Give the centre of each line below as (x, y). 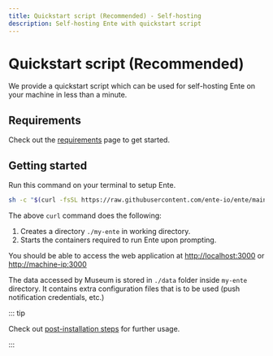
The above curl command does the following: (85, 215)
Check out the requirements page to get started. (89, 140)
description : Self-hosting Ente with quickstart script (105, 24)
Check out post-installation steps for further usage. (94, 328)
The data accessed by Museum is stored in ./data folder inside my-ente (128, 280)
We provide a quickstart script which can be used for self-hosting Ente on (132, 86)
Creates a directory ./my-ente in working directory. (105, 231)
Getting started (48, 165)
